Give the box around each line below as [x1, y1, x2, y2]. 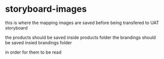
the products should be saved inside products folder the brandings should [5, 34, 156, 40]
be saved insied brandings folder [5, 39, 72, 45]
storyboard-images [5, 3, 87, 15]
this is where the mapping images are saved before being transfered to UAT [5, 20, 160, 26]
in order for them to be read [5, 49, 62, 55]
